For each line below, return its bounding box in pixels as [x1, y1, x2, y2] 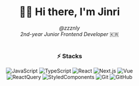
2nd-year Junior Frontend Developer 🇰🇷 [20, 30, 119, 37]
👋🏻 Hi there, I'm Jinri [19, 5, 120, 19]
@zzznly [58, 24, 81, 31]
